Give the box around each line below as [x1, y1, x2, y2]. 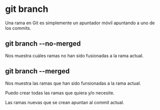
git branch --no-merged [5, 40, 81, 48]
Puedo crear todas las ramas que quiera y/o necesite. [5, 90, 115, 96]
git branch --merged [5, 67, 70, 75]
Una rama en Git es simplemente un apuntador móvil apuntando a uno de [5, 20, 155, 26]
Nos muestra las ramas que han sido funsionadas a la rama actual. [5, 80, 142, 86]
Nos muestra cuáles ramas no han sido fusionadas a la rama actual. [5, 53, 144, 58]
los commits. [5, 25, 31, 31]
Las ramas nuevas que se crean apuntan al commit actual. [5, 99, 124, 105]
